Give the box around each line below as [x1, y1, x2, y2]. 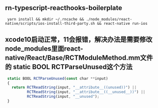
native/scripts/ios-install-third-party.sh [5, 21, 95, 26]
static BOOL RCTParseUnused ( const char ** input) [7, 76, 109, 81]
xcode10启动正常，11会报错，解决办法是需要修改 [5, 36, 153, 44]
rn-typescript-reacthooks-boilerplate [5, 4, 122, 12]
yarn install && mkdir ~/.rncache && [7, 17, 84, 21]
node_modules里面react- [5, 45, 84, 53]
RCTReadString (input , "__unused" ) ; [26, 94, 99, 99]
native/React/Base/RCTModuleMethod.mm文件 [5, 54, 153, 62]
